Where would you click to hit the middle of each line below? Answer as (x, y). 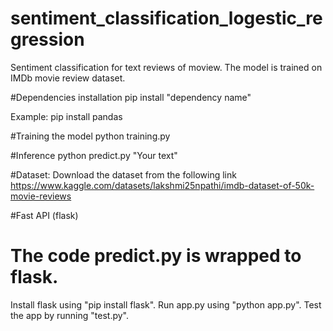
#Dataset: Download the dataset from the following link (123, 174)
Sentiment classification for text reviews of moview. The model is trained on (166, 67)
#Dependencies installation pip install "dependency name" (131, 97)
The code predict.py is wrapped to (156, 256)
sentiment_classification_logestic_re (166, 18)
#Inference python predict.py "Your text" (94, 155)
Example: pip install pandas (66, 116)
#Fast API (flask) (44, 215)
